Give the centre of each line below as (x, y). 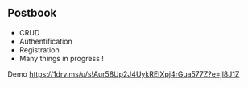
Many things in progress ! (61, 58)
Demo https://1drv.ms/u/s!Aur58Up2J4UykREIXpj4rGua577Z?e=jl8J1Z (124, 74)
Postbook (32, 13)
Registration (39, 50)
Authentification (46, 41)
